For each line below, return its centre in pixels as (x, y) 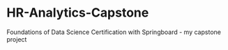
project (17, 39)
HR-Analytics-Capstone (78, 13)
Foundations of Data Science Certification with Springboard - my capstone (114, 32)
